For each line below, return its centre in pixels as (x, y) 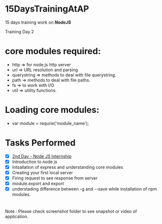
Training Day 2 (20, 31)
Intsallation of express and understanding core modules (67, 167)
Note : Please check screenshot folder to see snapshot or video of (71, 211)
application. (17, 217)
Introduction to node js (35, 162)
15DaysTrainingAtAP (47, 9)
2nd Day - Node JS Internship (42, 156)
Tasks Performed (40, 143)
